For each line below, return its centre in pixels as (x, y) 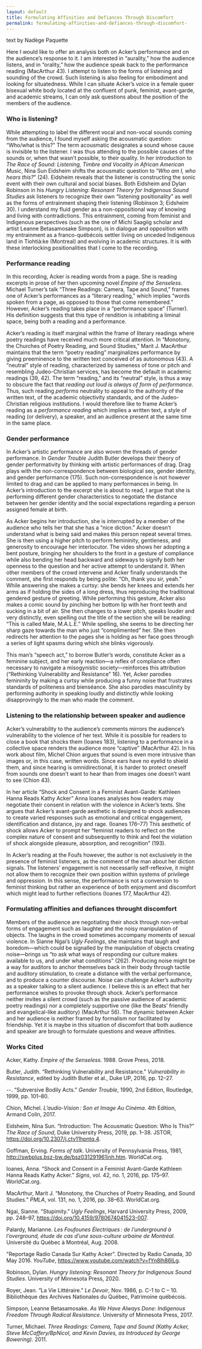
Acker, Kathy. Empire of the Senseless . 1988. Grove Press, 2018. (86, 1060)
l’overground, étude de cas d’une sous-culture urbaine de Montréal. (91, 1236)
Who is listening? (32, 119)
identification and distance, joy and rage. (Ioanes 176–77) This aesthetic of (99, 824)
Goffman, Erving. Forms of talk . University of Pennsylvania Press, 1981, (94, 1151)
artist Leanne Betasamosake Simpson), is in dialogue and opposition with (97, 228)
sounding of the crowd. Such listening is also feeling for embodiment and (97, 78)
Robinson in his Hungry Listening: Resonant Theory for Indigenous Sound (97, 190)
